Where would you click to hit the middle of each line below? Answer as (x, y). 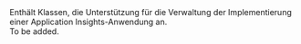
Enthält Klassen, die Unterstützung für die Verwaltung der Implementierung (150, 12)
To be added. (34, 31)
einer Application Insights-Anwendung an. (88, 22)
